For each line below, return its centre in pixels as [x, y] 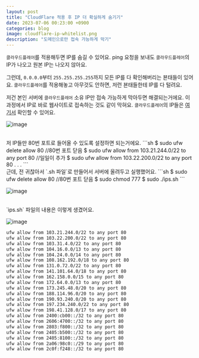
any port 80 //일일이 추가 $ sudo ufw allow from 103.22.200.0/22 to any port [99, 158]
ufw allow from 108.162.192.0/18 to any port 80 [68, 260]
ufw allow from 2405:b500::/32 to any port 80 [65, 332]
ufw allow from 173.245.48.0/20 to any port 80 [66, 288]
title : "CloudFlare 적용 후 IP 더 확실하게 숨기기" [65, 17]
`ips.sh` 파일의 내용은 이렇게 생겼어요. [50, 210]
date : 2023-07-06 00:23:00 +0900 [48, 23]
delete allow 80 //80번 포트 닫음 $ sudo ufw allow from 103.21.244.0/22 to [96, 150]
